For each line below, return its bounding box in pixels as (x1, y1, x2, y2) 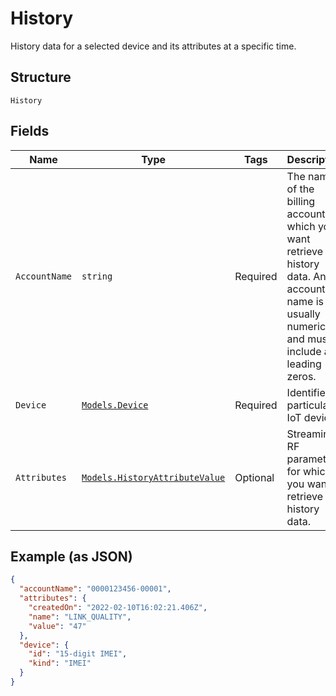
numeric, (286, 319, 329, 333)
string (81, 270, 113, 282)
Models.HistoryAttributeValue (81, 472, 226, 483)
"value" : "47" (28, 621, 87, 631)
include (286, 344, 322, 358)
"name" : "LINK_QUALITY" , (28, 612, 132, 622)
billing (286, 194, 316, 208)
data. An (286, 269, 327, 283)
